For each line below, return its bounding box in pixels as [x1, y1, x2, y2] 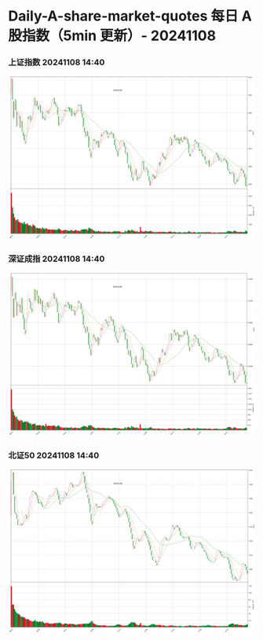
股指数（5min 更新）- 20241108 [8, 27, 217, 45]
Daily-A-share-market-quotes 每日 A [8, 7, 253, 25]
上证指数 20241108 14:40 [8, 57, 105, 68]
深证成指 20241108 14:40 [8, 253, 105, 264]
